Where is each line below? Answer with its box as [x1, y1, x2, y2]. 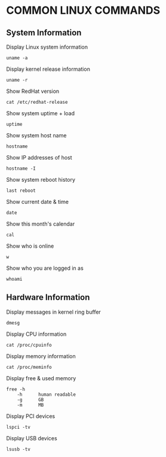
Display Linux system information [6, 43, 88, 50]
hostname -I [6, 166, 36, 172]
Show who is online [6, 242, 54, 249]
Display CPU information [6, 330, 67, 338]
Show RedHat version [6, 88, 60, 95]
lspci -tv [6, 424, 31, 430]
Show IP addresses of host [6, 154, 73, 161]
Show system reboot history [6, 176, 76, 183]
